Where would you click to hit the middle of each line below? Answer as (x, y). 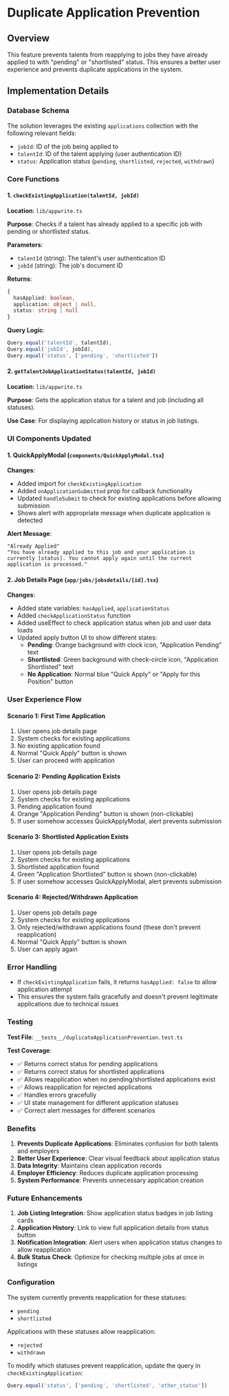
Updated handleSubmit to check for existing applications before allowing (119, 499)
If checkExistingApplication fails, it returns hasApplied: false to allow (117, 982)
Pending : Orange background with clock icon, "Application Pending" (124, 645)
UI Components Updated (49, 438)
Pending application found (54, 806)
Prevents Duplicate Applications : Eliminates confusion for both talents (118, 1144)
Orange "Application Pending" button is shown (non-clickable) (105, 814)
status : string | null (46, 311)
